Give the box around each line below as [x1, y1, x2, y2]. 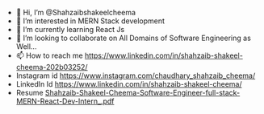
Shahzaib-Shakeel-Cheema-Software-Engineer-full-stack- [44, 88, 241, 97]
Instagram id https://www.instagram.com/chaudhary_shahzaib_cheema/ [15, 71, 256, 80]
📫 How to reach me [15, 51, 83, 60]
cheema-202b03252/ [15, 63, 88, 71]
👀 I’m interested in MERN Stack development [15, 16, 166, 26]
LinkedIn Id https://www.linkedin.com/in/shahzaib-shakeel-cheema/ [15, 79, 242, 88]
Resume [15, 88, 44, 97]
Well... [15, 42, 37, 51]
